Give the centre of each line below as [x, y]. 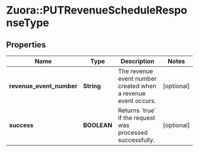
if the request [137, 118]
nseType [28, 23]
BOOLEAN [97, 125]
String [92, 86]
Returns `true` [137, 110]
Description [137, 61]
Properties [26, 45]
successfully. [137, 140]
